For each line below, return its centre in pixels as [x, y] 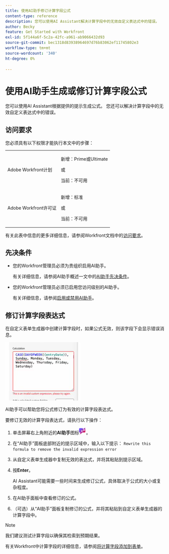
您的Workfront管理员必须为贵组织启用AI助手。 [61, 266]
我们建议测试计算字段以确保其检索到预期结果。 [54, 536]
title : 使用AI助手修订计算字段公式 [38, 11]
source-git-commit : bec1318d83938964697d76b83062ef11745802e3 [72, 43]
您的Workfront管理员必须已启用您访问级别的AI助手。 [67, 287]
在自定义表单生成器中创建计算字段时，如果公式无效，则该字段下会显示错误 [82, 329]
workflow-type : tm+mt [28, 48]
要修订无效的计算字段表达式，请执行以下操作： [54, 420]
